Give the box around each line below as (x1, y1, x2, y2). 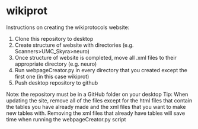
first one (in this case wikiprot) (14, 73, 90, 80)
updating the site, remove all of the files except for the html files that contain (6, 96, 193, 104)
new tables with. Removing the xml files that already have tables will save (6, 109, 186, 117)
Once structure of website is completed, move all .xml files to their (14, 54, 177, 61)
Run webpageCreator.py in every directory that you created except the (14, 66, 188, 73)
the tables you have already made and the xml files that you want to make (6, 103, 186, 110)
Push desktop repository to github (14, 79, 98, 86)
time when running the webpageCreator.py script (6, 115, 126, 122)
